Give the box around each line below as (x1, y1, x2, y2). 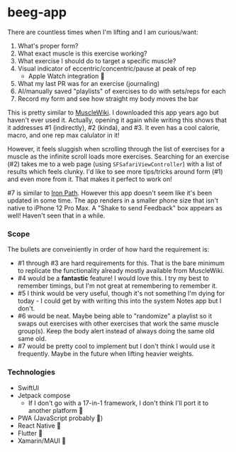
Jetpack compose (17, 391, 71, 399)
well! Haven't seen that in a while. (7, 211, 106, 220)
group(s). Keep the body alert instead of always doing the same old (17, 327, 215, 335)
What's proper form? (17, 41, 79, 50)
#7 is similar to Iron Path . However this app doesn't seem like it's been (7, 188, 213, 197)
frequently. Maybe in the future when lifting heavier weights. (17, 350, 194, 358)
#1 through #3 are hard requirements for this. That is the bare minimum (17, 259, 225, 267)
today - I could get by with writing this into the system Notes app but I (17, 296, 222, 306)
